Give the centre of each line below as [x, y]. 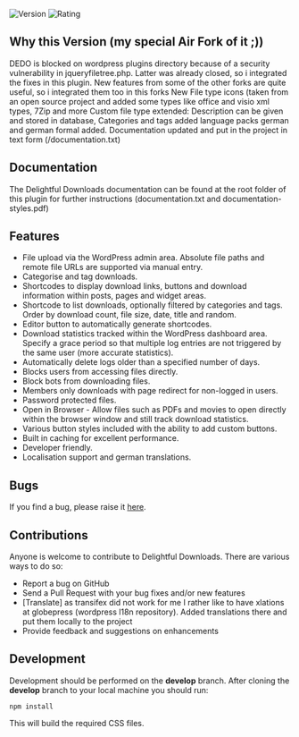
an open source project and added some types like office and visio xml [140, 101]
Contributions [49, 535]
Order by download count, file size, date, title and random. [129, 315]
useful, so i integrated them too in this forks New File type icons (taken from [149, 92]
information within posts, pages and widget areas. [114, 296]
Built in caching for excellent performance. [100, 438]
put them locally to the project [77, 622]
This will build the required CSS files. [77, 723]
